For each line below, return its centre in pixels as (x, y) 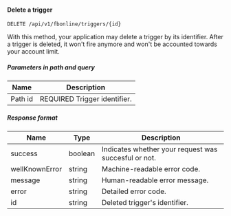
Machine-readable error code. (151, 169)
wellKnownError (36, 169)
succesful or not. (129, 158)
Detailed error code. (134, 191)
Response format (33, 118)
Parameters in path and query (51, 67)
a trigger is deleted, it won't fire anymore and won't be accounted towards (112, 44)
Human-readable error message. (155, 180)
